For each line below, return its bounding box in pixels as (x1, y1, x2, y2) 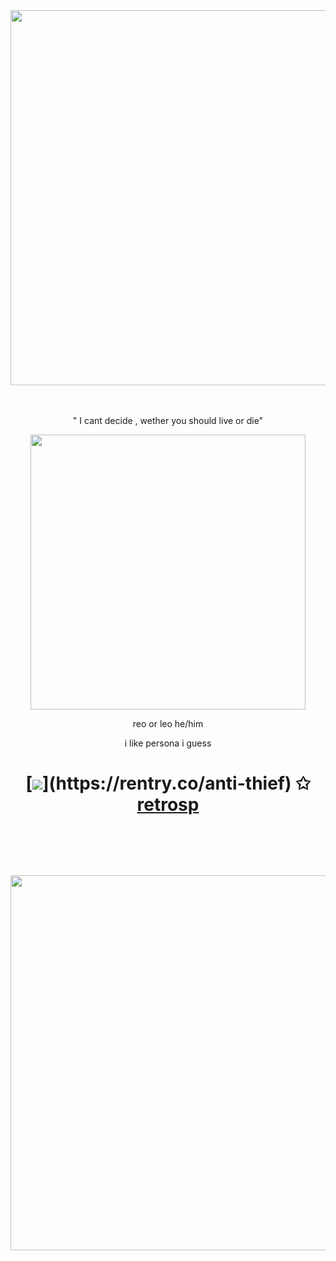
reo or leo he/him (132, 718, 204, 729)
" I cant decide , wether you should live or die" (72, 415, 264, 426)
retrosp (136, 794, 200, 816)
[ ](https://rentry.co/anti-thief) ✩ (25, 772, 311, 795)
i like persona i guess (124, 737, 212, 749)
